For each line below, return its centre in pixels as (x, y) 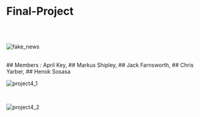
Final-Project (40, 11)
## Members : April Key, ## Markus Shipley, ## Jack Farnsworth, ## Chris (100, 65)
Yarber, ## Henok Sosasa (39, 71)
